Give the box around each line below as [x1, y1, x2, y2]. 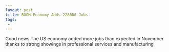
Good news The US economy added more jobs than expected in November [5, 36, 164, 42]
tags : [5, 17, 17, 22]
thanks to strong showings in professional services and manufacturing [5, 41, 154, 47]
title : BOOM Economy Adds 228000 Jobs [5, 12, 88, 17]
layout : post [5, 7, 33, 13]
